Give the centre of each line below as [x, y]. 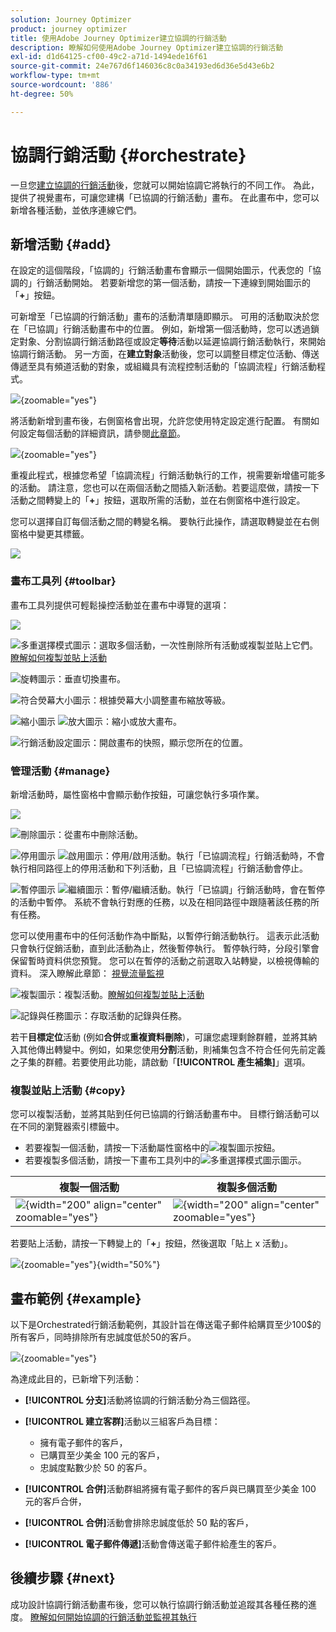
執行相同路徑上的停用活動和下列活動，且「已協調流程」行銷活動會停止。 [159, 868]
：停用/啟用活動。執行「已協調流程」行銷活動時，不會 [213, 855]
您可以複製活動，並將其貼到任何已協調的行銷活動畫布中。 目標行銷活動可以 [165, 1114]
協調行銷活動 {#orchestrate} [128, 155]
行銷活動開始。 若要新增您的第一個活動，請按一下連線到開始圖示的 [173, 283]
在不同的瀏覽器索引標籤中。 [67, 1127]
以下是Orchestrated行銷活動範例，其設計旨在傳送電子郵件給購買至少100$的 [166, 1325]
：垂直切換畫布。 [90, 678]
